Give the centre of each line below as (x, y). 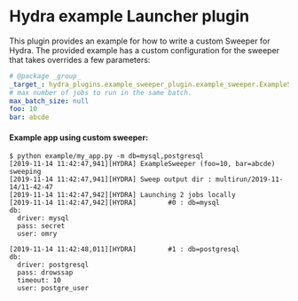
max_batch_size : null (49, 101)
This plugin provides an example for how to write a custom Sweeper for (140, 41)
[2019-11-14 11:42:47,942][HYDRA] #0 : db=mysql (114, 203)
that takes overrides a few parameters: (80, 59)
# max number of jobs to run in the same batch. (101, 92)
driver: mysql (43, 218)
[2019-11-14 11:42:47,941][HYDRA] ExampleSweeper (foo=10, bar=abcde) (142, 164)
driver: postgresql (53, 265)
